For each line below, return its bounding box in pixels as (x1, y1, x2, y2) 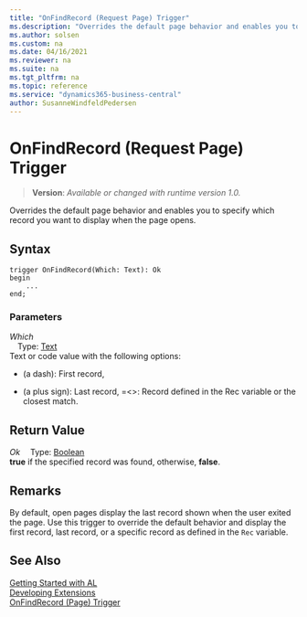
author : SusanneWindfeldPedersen (9, 98, 137, 108)
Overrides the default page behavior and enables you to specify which (9, 205, 275, 216)
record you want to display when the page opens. (9, 215, 196, 226)
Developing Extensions (9, 587, 96, 598)
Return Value (9, 422, 85, 438)
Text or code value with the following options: (9, 351, 181, 362)
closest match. (22, 396, 79, 407)
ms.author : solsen (9, 30, 79, 39)
